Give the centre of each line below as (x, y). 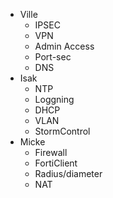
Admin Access (64, 46)
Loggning (54, 99)
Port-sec (53, 57)
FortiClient (56, 163)
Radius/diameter (68, 173)
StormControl (62, 131)
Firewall (51, 152)
